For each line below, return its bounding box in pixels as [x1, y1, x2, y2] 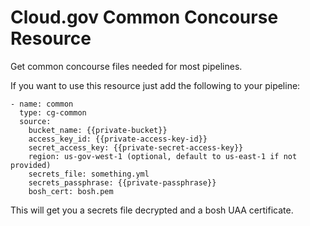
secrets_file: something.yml [28, 169, 150, 179]
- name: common [10, 99, 74, 109]
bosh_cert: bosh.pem [28, 186, 114, 196]
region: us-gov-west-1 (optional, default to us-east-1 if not [28, 151, 298, 161]
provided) [10, 160, 52, 170]
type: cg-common [19, 107, 87, 118]
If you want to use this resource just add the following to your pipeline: [10, 79, 301, 91]
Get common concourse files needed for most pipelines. [10, 60, 243, 72]
